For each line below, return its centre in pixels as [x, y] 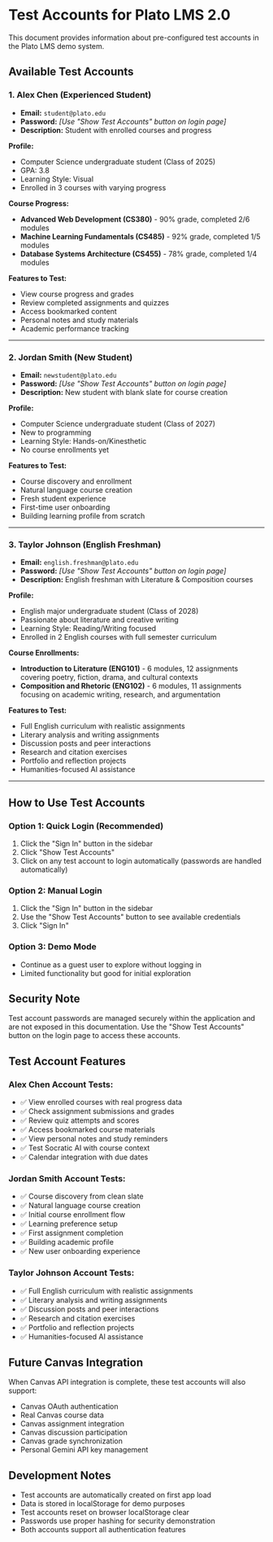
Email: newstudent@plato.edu [68, 375]
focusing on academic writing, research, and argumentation [120, 694]
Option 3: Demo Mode [53, 947]
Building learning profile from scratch [82, 515]
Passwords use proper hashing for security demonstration [117, 1521]
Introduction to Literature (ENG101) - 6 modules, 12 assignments [129, 668]
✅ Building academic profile [67, 1242]
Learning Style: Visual [57, 179]
